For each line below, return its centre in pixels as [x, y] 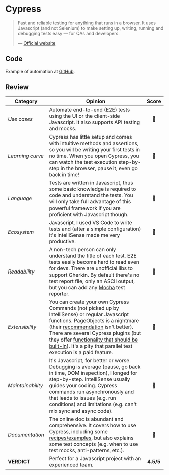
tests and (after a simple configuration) [95, 229]
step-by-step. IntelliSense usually [90, 379]
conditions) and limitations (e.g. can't [93, 404]
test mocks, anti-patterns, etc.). [87, 450]
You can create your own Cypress [89, 302]
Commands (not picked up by [84, 308]
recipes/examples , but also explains [91, 438]
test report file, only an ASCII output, [92, 281]
